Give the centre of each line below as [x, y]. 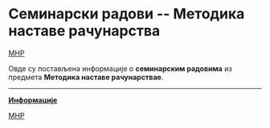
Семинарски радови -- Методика [127, 14]
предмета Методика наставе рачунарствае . [86, 77]
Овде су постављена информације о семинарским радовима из [121, 68]
